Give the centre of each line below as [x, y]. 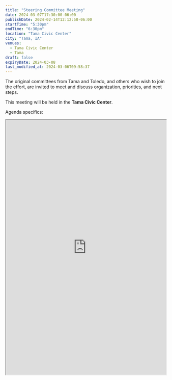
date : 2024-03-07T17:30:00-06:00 [41, 15]
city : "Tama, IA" [24, 39]
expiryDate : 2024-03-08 [31, 62]
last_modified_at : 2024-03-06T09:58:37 [48, 67]
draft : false [19, 57]
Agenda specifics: [24, 112]
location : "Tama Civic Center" [38, 34]
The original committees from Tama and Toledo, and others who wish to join [85, 82]
